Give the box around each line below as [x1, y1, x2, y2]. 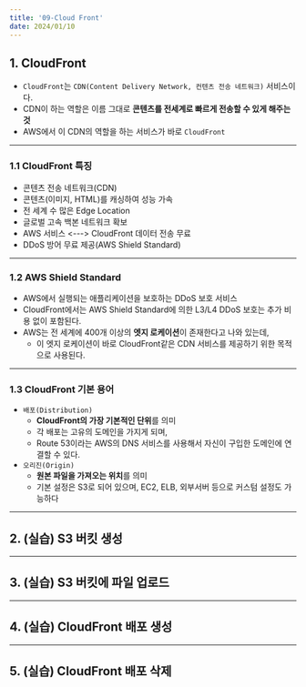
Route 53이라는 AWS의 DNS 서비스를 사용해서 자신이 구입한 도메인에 [36, 438, 282, 449]
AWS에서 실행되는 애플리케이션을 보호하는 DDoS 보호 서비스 [22, 292, 239, 303]
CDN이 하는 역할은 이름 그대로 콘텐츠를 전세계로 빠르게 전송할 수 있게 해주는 [22, 104, 291, 115]
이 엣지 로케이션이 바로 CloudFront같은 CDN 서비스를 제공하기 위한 [36, 338, 276, 349]
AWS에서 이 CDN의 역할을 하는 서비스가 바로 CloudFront [22, 126, 226, 137]
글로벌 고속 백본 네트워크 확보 [22, 216, 127, 227]
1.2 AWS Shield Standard [9, 270, 121, 283]
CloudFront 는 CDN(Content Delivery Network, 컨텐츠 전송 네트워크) [22, 81, 264, 92]
